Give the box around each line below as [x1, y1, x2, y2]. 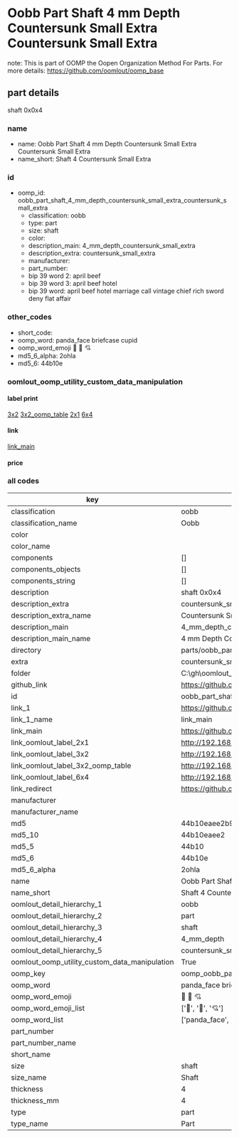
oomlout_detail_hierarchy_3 [11, 922, 102, 932]
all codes [7, 476, 40, 486]
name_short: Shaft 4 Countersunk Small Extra [17, 155, 152, 163]
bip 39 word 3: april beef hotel [28, 279, 117, 288]
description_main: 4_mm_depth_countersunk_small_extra [28, 242, 196, 250]
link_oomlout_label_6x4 [11, 772, 90, 782]
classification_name [11, 517, 78, 527]
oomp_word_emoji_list [11, 1003, 85, 1013]
